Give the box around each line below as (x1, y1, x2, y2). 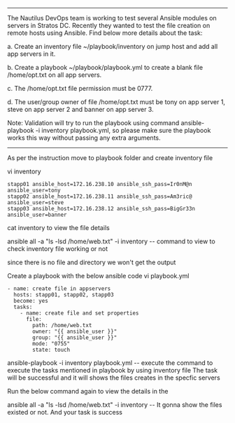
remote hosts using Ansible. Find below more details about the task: (7, 29, 203, 37)
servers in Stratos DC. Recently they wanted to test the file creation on (7, 22, 211, 29)
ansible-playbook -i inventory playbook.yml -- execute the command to (7, 359, 213, 367)
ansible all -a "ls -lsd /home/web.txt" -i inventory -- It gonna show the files (7, 401, 222, 409)
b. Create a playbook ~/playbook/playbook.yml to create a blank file (7, 64, 204, 71)
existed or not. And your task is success (7, 408, 122, 416)
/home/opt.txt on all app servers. (7, 71, 102, 79)
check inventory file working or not (7, 245, 108, 252)
